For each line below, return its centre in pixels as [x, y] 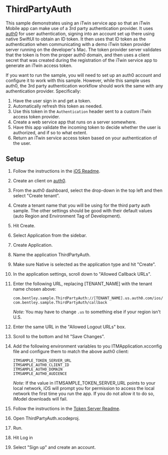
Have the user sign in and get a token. [52, 100]
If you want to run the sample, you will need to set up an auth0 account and [83, 75]
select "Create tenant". [36, 195]
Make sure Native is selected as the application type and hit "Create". [84, 264]
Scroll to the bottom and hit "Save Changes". [59, 336]
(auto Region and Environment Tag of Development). [67, 216]
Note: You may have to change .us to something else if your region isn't [87, 312]
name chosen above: [34, 289]
